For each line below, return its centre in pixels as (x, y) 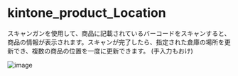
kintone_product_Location (87, 13)
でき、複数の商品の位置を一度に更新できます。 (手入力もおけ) (103, 51)
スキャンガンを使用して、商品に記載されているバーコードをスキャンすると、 (119, 33)
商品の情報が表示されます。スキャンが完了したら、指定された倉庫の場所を (116, 42)
